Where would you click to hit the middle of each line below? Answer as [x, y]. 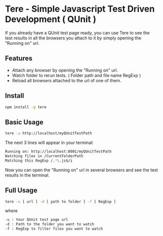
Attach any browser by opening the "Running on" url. [65, 70]
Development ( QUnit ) [51, 19]
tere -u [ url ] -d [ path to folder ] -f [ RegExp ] [61, 201]
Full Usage [21, 191]
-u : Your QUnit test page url [37, 220]
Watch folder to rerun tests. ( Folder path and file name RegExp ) [76, 75]
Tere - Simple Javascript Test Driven [80, 9]
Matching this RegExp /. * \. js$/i [39, 161]
